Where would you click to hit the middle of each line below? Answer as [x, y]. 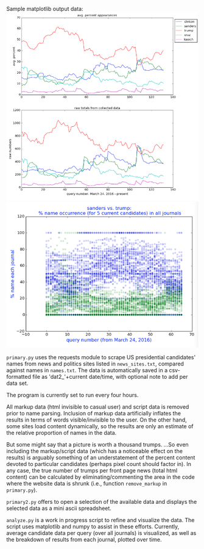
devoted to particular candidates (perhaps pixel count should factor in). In [99, 464]
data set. [17, 383]
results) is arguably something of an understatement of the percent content [101, 457]
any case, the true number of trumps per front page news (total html [92, 470]
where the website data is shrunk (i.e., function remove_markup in [87, 483]
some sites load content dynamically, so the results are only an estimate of [100, 426]
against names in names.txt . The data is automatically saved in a [87, 370]
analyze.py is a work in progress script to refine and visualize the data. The [100, 520]
